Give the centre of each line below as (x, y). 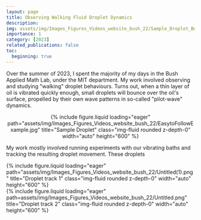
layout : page (22, 12)
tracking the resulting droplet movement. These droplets (76, 154)
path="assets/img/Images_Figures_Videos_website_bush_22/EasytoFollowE (100, 123)
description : (22, 23)
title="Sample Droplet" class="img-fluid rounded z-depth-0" (116, 129)
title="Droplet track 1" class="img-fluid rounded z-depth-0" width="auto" (100, 178)
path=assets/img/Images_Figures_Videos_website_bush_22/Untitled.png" (97, 197)
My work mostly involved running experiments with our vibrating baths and (98, 147)
